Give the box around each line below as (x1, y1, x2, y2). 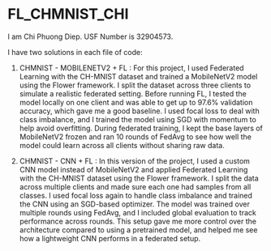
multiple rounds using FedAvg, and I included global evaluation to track (19, 207, 257, 217)
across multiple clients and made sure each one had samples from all (19, 181, 252, 191)
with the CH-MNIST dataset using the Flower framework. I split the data (19, 173, 259, 183)
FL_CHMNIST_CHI (7, 5, 129, 23)
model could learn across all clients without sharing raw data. (19, 140, 225, 150)
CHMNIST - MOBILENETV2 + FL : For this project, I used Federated (19, 62, 244, 73)
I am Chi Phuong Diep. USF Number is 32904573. (7, 32, 174, 41)
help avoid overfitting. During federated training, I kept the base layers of (19, 123, 263, 133)
